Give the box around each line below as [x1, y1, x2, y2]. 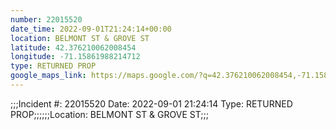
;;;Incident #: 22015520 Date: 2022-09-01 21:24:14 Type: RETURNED [10, 97, 293, 110]
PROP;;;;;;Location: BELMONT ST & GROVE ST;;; [10, 108, 209, 120]
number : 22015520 [10, 14, 83, 25]
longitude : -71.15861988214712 [10, 52, 141, 62]
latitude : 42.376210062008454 [10, 42, 137, 53]
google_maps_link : [10, 71, 87, 81]
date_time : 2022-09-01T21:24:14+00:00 [10, 24, 172, 34]
